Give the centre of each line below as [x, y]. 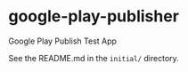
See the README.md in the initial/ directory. [94, 58]
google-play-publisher [94, 16]
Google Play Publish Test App [63, 41]
